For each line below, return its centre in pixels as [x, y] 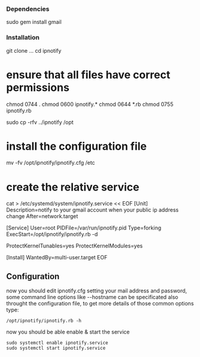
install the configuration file [76, 146]
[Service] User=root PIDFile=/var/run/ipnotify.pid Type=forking [84, 228]
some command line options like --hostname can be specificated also [92, 297]
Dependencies [28, 9]
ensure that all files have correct [88, 75]
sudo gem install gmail [34, 22]
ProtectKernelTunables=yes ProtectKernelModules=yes [75, 246]
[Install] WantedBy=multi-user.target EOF [57, 258]
